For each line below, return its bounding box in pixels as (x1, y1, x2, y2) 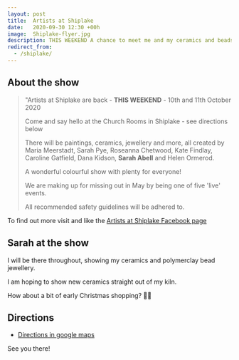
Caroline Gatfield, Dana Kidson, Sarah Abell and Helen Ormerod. (24, 153, 215, 162)
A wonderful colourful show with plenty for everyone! (24, 167, 181, 175)
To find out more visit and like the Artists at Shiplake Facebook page (7, 216, 207, 225)
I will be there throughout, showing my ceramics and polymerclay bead (7, 256, 216, 264)
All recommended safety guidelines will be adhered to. (24, 202, 185, 211)
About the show (7, 76, 80, 89)
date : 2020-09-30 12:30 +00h (7, 24, 100, 31)
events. (24, 188, 47, 197)
